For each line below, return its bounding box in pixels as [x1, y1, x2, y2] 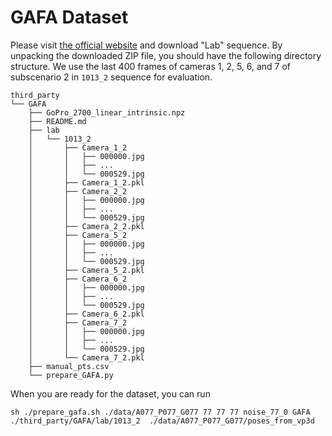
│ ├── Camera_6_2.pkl [28, 309, 145, 319]
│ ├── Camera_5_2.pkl [28, 265, 145, 275]
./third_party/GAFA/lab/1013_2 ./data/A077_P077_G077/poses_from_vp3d [10, 416, 315, 426]
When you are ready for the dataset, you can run [10, 387, 211, 400]
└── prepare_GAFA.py [28, 370, 114, 380]
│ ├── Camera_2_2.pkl [28, 221, 145, 231]
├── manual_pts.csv [28, 361, 110, 371]
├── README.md [28, 116, 87, 126]
